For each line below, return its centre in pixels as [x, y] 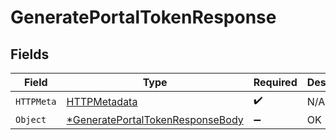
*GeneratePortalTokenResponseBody [155, 119]
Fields [30, 54]
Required [275, 82]
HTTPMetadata [102, 101]
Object [31, 119]
